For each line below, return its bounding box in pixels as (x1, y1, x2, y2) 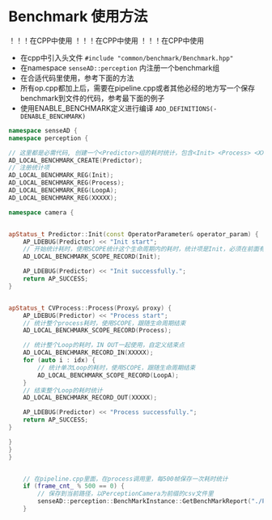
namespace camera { (8, 208, 74, 217)
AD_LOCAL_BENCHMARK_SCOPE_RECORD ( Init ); (23, 252, 161, 261)
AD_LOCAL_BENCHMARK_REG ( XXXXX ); (8, 193, 117, 202)
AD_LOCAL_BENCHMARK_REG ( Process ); (8, 179, 125, 187)
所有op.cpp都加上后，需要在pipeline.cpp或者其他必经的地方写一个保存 (19, 82, 256, 93)
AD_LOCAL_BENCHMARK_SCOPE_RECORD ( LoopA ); (37, 371, 180, 379)
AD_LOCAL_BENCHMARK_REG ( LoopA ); (8, 187, 117, 195)
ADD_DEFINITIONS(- (155, 104, 217, 113)
